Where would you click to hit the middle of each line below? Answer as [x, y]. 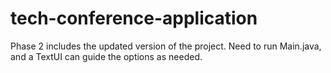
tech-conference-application [134, 18]
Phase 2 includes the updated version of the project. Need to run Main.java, [166, 46]
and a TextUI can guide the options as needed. [106, 56]
